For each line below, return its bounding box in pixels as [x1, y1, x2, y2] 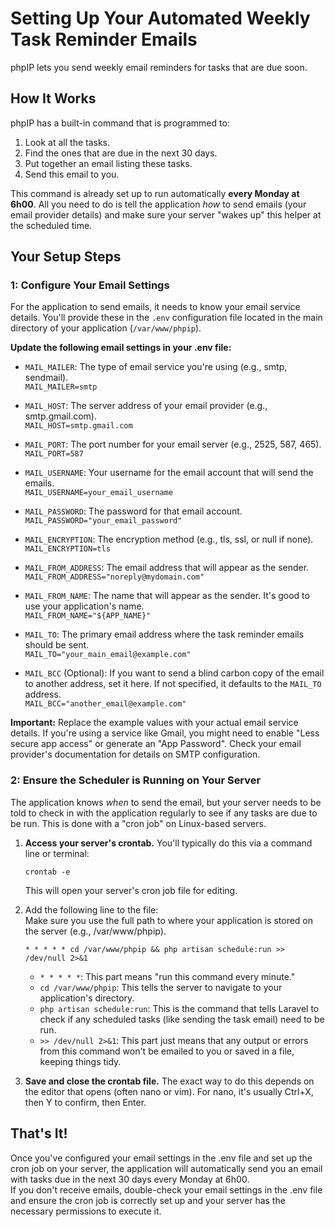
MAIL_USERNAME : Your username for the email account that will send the [24, 467, 314, 479]
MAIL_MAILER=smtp [24, 382, 98, 392]
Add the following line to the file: [24, 903, 159, 916]
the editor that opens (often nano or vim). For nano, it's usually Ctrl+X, [24, 1085, 314, 1097]
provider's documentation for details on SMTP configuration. [10, 748, 261, 761]
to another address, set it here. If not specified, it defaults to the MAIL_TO [24, 678, 322, 690]
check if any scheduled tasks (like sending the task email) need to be [39, 1013, 325, 1025]
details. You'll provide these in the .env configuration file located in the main [10, 312, 323, 324]
